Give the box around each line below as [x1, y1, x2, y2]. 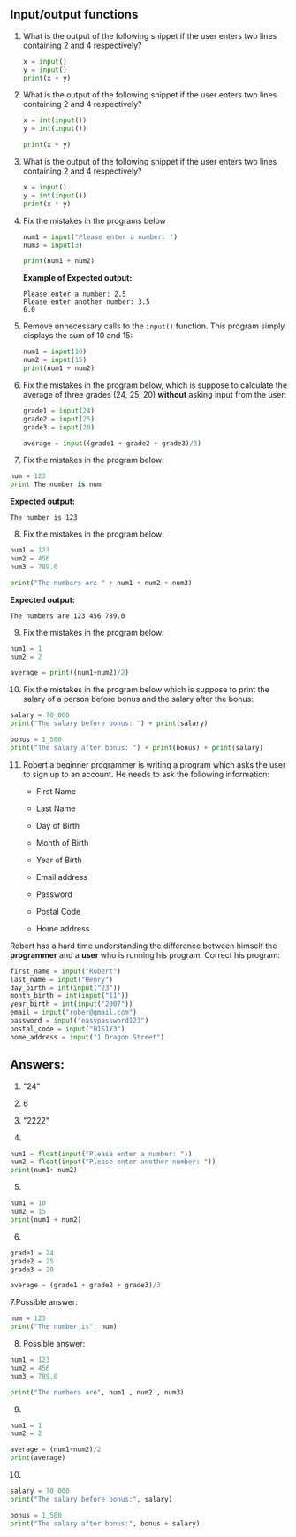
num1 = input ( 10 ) [22, 347, 87, 357]
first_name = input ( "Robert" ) [10, 967, 122, 976]
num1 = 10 [10, 1199, 47, 1208]
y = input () [22, 66, 67, 74]
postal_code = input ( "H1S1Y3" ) [10, 1024, 125, 1033]
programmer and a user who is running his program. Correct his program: [10, 949, 281, 960]
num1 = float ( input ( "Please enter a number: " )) [10, 1149, 193, 1158]
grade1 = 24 [10, 1248, 54, 1257]
